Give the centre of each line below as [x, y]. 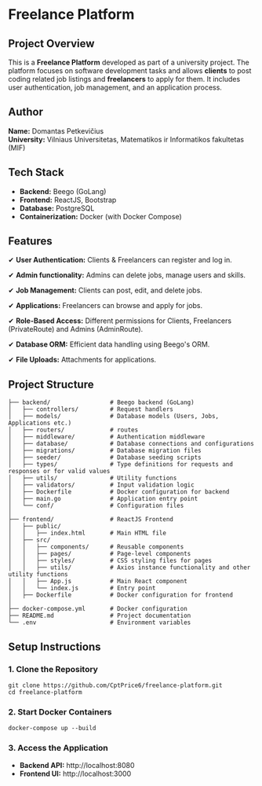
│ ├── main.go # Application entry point [103, 499]
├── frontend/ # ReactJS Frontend [91, 520]
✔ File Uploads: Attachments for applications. [82, 360]
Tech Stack [36, 173]
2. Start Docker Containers [60, 711]
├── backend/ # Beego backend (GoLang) [101, 402]
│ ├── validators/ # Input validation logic [101, 485]
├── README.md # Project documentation [100, 616]
